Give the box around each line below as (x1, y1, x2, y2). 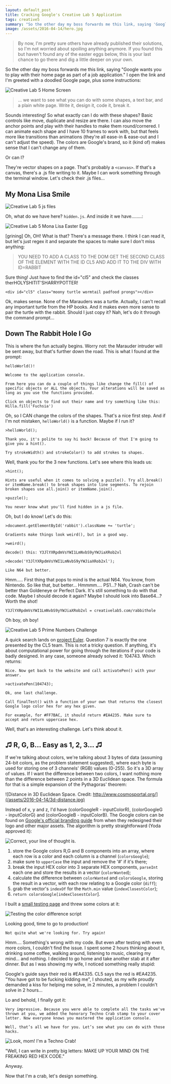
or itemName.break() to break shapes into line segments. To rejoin (5, 482, 154, 487)
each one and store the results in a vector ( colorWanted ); (12, 869, 131, 875)
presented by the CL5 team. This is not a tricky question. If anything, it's (5, 642, 157, 648)
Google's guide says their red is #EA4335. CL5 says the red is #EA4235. (5, 971, 157, 977)
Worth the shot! (5, 598, 38, 604)
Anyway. (5, 1063, 23, 1069)
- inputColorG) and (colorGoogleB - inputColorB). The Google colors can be (5, 812, 164, 818)
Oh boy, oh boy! (5, 617, 39, 623)
